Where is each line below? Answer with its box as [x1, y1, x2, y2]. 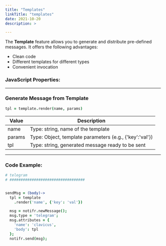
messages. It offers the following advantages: [5, 44, 98, 50]
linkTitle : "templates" [5, 12, 54, 17]
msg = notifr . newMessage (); [9, 209, 68, 213]
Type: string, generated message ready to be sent [30, 141, 146, 148]
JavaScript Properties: [5, 76, 61, 83]
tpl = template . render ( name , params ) [5, 106, 83, 111]
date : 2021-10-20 [5, 16, 41, 21]
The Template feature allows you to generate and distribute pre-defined [5, 39, 152, 45]
